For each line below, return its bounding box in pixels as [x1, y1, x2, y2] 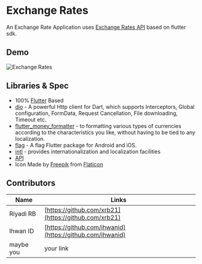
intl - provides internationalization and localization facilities [14, 148, 161, 155]
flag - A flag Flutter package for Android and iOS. [14, 141, 137, 149]
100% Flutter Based [14, 97, 64, 104]
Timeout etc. [14, 115, 47, 123]
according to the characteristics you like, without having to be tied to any [14, 129, 195, 136]
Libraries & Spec [6, 81, 69, 91]
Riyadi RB [9, 210, 36, 218]
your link [44, 244, 69, 253]
